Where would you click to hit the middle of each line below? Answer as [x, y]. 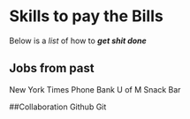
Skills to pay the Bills [86, 16]
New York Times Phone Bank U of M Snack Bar [95, 89]
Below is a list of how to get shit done [78, 41]
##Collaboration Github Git [58, 107]
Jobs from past [52, 68]
